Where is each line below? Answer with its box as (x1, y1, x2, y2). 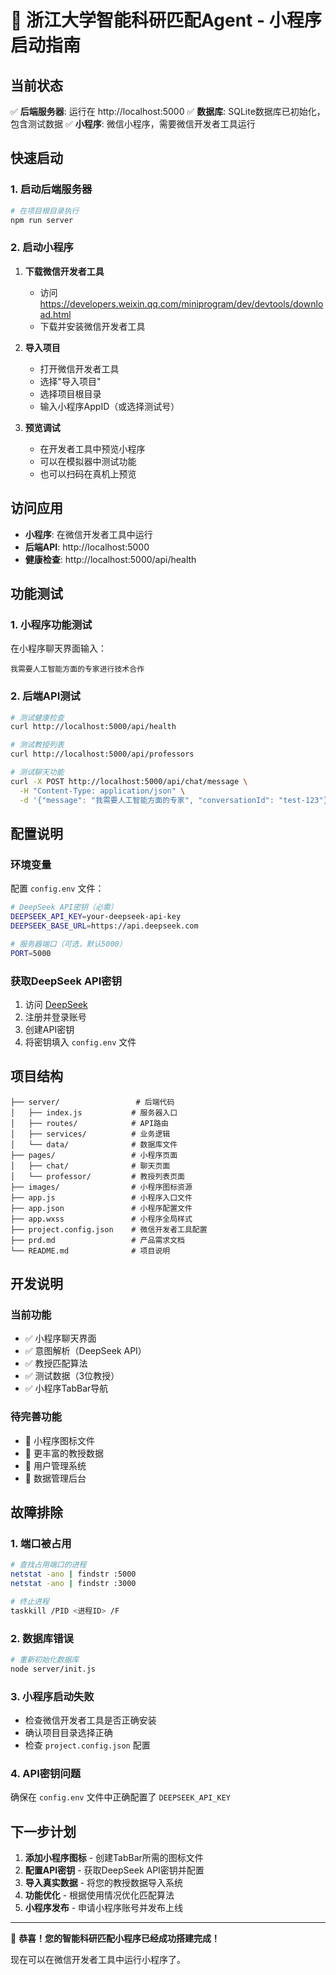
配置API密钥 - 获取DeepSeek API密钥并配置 (24, 1864, 205, 1876)
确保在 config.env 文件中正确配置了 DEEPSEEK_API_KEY (10, 1791, 231, 1803)
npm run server (10, 215, 74, 225)
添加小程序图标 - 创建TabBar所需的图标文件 (24, 1852, 204, 1864)
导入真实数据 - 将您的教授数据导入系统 (24, 1877, 184, 1889)
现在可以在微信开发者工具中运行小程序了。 (10, 1954, 186, 1966)
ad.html (39, 308, 72, 320)
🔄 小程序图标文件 (24, 1434, 95, 1446)
